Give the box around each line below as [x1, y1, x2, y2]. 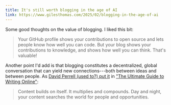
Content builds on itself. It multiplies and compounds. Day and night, [17, 88, 162, 94]
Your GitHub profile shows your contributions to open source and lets [17, 36, 164, 42]
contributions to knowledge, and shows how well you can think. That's [17, 47, 166, 53]
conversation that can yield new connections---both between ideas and [5, 67, 157, 74]
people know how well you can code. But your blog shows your [17, 41, 152, 47]
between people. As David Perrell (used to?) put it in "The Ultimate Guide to [5, 73, 164, 79]
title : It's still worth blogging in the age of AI [5, 7, 117, 13]
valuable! [17, 52, 37, 59]
